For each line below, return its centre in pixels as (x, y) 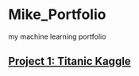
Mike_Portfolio (57, 15)
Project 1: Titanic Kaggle (69, 61)
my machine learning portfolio (57, 36)
